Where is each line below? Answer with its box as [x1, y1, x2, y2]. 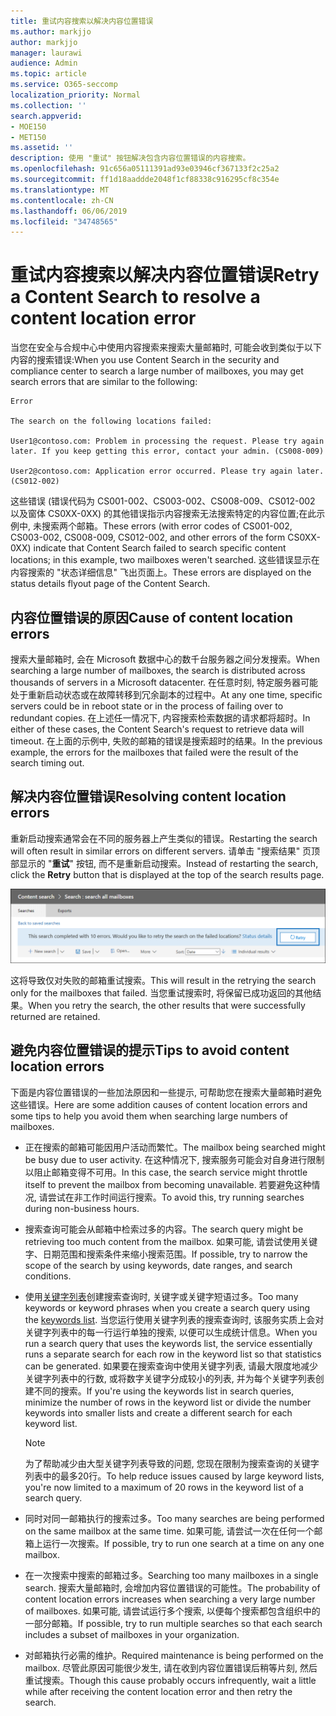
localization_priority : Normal [10, 90, 141, 100]
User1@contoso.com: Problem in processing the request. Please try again [10, 436, 325, 447]
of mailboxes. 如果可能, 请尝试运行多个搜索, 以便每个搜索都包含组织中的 [24, 1605, 321, 1617]
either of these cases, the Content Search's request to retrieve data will [10, 723, 305, 735]
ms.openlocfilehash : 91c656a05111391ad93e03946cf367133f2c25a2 [10, 164, 280, 174]
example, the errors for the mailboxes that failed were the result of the [10, 746, 299, 758]
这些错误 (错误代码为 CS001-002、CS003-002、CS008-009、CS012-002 [10, 495, 316, 507]
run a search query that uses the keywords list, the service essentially [24, 1337, 313, 1349]
